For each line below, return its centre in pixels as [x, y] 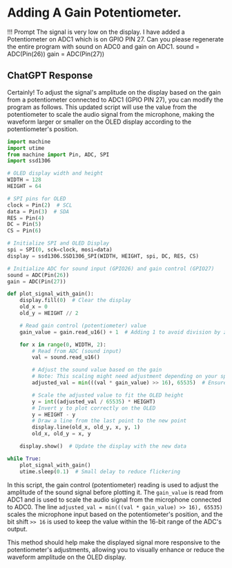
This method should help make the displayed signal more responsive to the [114, 542]
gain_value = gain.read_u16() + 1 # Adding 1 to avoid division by [120, 332]
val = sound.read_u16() [66, 357]
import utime [26, 148]
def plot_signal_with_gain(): [51, 294]
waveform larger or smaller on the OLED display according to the [99, 122]
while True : [24, 458]
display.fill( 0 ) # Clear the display [75, 301]
